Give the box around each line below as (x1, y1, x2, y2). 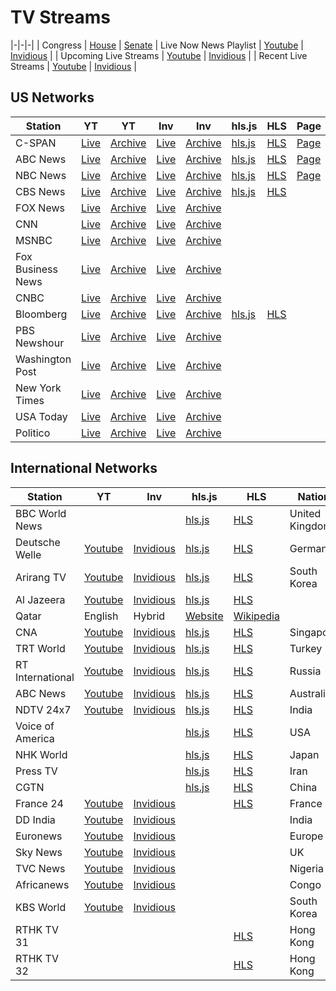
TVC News (15, 861, 66, 875)
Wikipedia (233, 609, 280, 623)
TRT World (15, 641, 66, 655)
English (83, 609, 119, 623)
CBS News (15, 184, 66, 198)
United (289, 506, 322, 520)
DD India (15, 812, 56, 826)
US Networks (10, 89, 95, 106)
